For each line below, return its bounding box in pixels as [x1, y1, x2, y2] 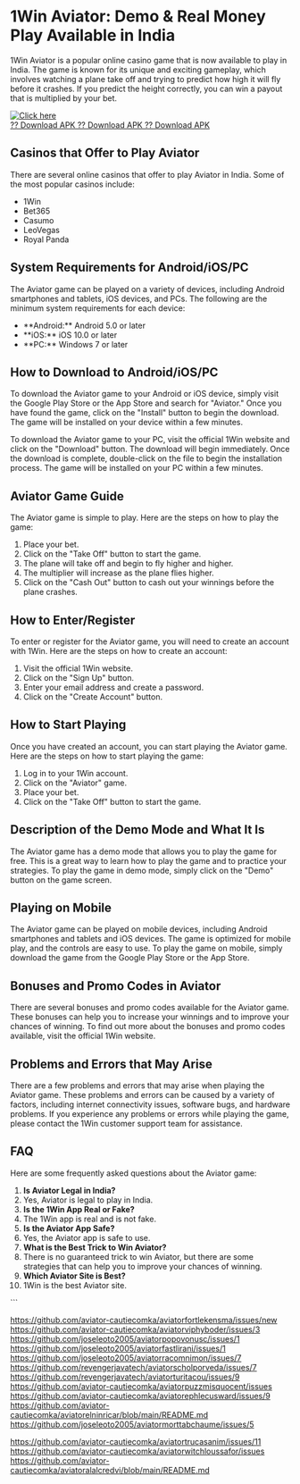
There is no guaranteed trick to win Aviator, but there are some [22, 1251, 254, 1262]
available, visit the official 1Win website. [10, 1030, 156, 1042]
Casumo [22, 214, 54, 225]
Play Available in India [10, 25, 176, 46]
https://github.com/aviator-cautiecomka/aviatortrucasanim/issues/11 [10, 1436, 262, 1446]
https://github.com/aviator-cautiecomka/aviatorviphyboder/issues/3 [10, 1324, 261, 1335]
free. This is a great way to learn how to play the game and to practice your [10, 855, 287, 866]
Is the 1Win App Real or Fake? [22, 1203, 135, 1214]
